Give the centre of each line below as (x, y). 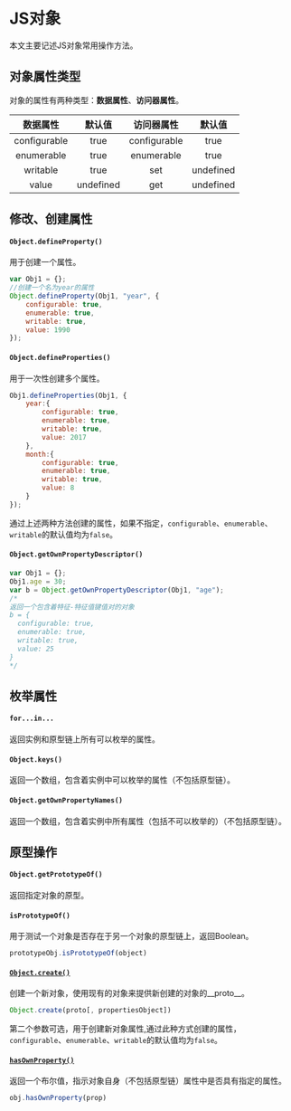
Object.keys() (36, 760)
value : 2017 (65, 437)
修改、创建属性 (51, 219)
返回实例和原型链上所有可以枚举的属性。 (84, 739)
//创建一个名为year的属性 (52, 288)
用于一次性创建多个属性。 (57, 378)
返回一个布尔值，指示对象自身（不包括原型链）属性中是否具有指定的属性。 (148, 1081)
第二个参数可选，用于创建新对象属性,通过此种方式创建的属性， (126, 1029)
